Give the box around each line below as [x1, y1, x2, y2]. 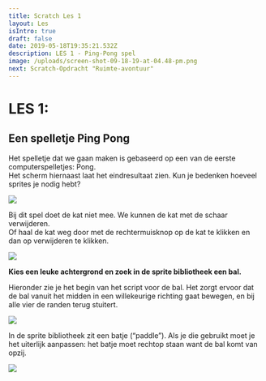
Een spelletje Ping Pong [8, 131, 130, 146]
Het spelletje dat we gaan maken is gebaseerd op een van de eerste [8, 153, 236, 163]
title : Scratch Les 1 [8, 11, 82, 20]
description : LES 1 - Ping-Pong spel [8, 49, 136, 58]
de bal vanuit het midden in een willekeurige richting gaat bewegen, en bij [8, 291, 255, 301]
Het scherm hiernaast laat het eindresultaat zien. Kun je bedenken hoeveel [8, 170, 257, 180]
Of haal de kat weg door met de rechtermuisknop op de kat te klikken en [8, 227, 251, 237]
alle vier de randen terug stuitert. [8, 299, 118, 309]
